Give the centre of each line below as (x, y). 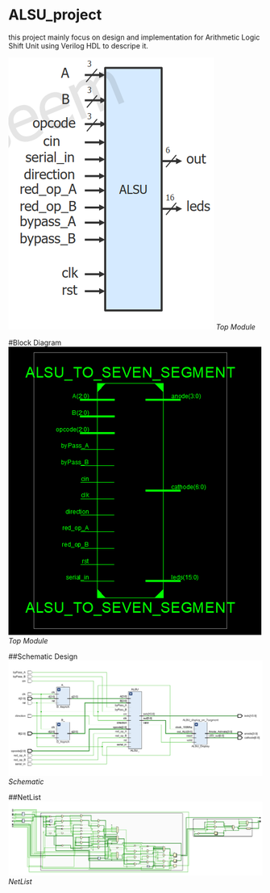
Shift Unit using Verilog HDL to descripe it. (79, 45)
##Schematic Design (43, 656)
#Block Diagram (35, 342)
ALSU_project (55, 15)
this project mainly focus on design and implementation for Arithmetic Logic (134, 37)
